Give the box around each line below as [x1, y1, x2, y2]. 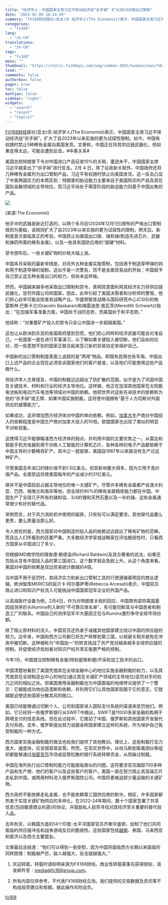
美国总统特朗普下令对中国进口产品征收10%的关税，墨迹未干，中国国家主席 [5, 158, 159, 164]
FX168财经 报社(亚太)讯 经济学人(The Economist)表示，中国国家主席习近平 [5, 129, 157, 135]
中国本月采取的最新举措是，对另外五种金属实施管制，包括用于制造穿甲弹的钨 [5, 260, 163, 266]
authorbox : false [5, 77, 41, 82]
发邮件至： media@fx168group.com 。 [12, 867, 89, 873]
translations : [5, 40, 35, 45]
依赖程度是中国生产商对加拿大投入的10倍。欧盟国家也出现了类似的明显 [13, 418, 159, 424]
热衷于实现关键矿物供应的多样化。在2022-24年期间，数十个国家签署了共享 [5, 798, 159, 804]
